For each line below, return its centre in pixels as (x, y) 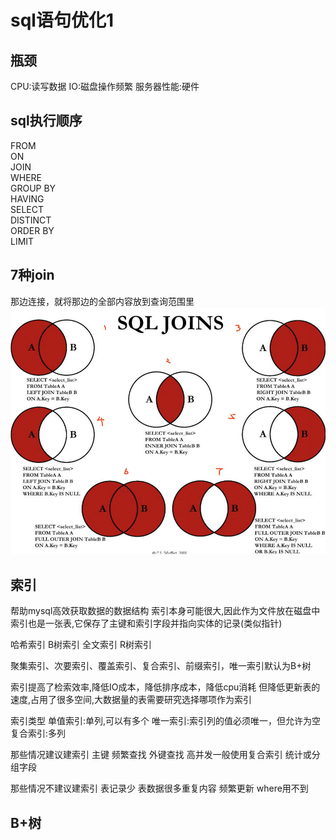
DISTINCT (31, 220)
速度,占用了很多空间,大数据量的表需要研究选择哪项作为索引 (131, 700)
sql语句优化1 (62, 20)
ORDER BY (32, 230)
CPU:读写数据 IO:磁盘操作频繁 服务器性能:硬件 (105, 86)
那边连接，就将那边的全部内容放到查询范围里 (102, 301)
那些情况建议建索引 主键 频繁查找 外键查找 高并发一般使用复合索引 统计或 (161, 755)
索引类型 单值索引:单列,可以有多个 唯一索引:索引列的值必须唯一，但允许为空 (165, 721)
